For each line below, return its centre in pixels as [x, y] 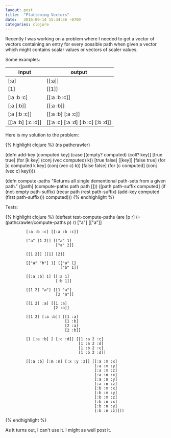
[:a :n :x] [106, 375]
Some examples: [23, 60]
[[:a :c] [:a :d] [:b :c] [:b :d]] [79, 122]
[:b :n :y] [106, 406]
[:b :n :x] [106, 402]
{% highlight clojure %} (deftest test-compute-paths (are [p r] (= [73, 217]
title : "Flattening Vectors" [38, 15]
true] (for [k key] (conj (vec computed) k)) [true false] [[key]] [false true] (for [86, 160]
